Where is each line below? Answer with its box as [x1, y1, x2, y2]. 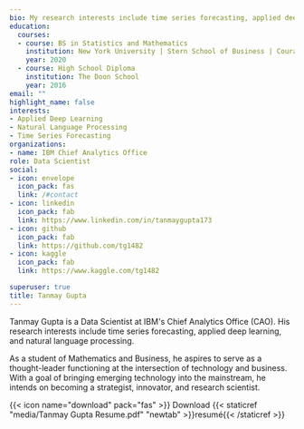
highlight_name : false [9, 97, 95, 107]
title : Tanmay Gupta [9, 291, 88, 300]
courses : [17, 30, 51, 39]
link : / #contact [17, 190, 79, 200]
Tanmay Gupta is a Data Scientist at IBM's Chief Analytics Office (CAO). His [9, 316, 290, 327]
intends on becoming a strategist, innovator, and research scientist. [9, 382, 261, 393]
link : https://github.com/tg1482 [17, 241, 144, 250]
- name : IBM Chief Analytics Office [9, 148, 147, 157]
